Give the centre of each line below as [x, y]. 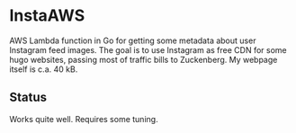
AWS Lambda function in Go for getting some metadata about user [133, 40]
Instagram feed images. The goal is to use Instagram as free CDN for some [148, 49]
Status [28, 98]
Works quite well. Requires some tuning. [84, 119]
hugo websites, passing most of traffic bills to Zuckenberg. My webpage [144, 59]
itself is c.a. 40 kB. [44, 69]
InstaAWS [47, 16]
